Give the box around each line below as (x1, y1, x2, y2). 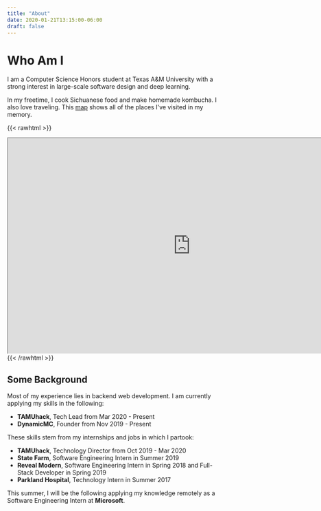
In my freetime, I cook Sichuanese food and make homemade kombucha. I (7, 96, 217, 104)
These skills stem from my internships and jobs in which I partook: (7, 433, 194, 442)
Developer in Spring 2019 (34, 468, 106, 477)
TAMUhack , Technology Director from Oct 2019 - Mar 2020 (16, 446, 187, 455)
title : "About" (7, 10, 51, 17)
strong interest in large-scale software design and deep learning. (7, 83, 191, 91)
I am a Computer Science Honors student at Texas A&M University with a (7, 75, 214, 83)
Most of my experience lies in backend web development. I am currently (7, 392, 211, 400)
